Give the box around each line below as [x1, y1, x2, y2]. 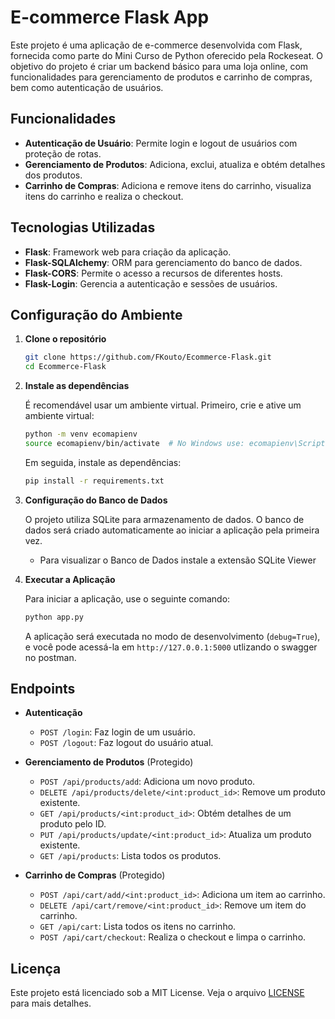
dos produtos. [24, 169, 83, 181]
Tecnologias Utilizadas [10, 219, 156, 236]
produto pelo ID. [39, 818, 107, 830]
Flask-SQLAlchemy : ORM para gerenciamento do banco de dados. [24, 256, 303, 268]
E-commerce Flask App [10, 6, 210, 29]
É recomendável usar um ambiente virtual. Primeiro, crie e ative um [24, 399, 302, 411]
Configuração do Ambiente [10, 306, 183, 323]
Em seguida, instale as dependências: [24, 456, 182, 468]
